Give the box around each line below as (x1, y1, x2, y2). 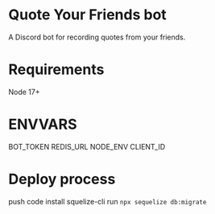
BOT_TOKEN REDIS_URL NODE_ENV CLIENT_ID (8, 142, 166, 151)
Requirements (8, 60, 105, 79)
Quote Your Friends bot (8, 6, 167, 24)
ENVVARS (8, 115, 77, 134)
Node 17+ (8, 87, 40, 97)
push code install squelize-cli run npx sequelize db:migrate (8, 196, 207, 206)
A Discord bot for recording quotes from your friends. (8, 32, 186, 42)
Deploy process (8, 171, 116, 188)
